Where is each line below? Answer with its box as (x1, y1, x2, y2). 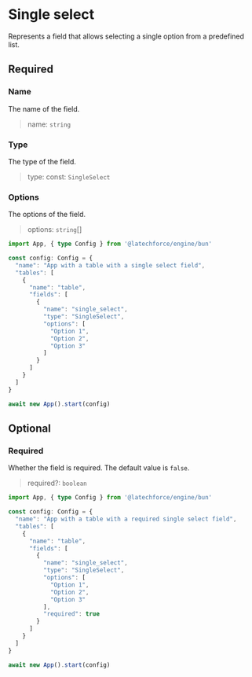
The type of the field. (8, 156, 77, 166)
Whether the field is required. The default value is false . (8, 463, 190, 473)
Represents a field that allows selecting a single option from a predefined (8, 31, 245, 41)
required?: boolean (27, 478, 88, 488)
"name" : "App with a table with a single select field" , (15, 261, 206, 269)
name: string (27, 120, 71, 129)
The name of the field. (8, 104, 80, 113)
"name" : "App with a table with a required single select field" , (15, 515, 237, 524)
